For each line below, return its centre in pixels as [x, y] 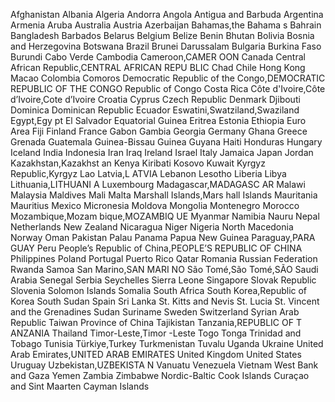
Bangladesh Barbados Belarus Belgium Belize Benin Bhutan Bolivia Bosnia [162, 35]
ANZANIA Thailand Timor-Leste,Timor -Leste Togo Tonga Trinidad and [156, 333]
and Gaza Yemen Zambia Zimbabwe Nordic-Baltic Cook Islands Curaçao [160, 375]
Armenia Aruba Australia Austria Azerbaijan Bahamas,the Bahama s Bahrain [166, 25]
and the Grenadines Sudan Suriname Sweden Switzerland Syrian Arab [155, 312]
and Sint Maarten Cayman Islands [80, 386]
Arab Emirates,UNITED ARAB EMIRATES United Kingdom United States [156, 354]
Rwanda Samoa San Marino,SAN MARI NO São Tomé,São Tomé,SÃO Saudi [164, 269]
